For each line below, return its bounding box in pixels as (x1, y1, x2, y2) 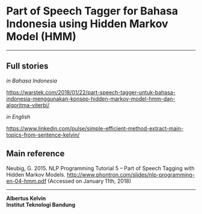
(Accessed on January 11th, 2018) (47, 177, 132, 185)
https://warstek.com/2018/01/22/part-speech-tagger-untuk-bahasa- (6, 88, 176, 96)
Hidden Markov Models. (6, 171, 66, 178)
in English (6, 113, 31, 120)
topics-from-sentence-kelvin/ (6, 131, 80, 138)
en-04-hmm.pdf (6, 177, 47, 185)
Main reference (6, 148, 65, 159)
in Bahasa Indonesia (6, 77, 57, 84)
